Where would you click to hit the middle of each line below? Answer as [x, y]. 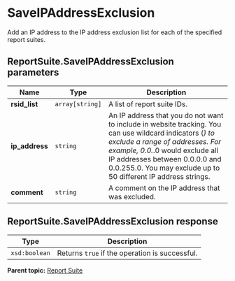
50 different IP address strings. [159, 176]
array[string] [78, 104]
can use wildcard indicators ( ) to [162, 133]
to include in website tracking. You [165, 124]
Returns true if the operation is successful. [127, 253]
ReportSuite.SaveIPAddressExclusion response [113, 222]
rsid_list [24, 104]
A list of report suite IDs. [148, 104]
